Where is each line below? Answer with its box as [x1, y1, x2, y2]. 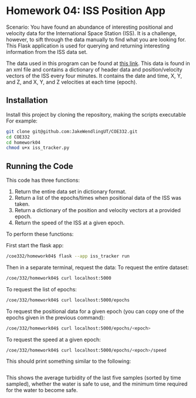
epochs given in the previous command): [6, 314, 105, 321]
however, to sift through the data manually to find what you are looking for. [6, 36, 186, 43]
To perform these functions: [6, 230, 74, 238]
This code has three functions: [6, 177, 80, 184]
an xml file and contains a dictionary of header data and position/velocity [6, 66, 183, 73]
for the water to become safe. [6, 387, 78, 394]
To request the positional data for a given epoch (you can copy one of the [6, 308, 184, 315]
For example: [6, 117, 38, 124]
